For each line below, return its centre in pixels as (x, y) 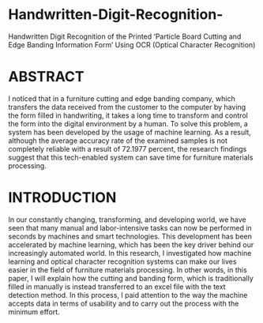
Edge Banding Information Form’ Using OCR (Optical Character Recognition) (132, 44)
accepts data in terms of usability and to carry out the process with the (124, 303)
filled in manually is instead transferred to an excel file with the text (117, 287)
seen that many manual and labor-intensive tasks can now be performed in (130, 227)
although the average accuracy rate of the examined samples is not (118, 141)
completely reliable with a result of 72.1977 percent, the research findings (128, 148)
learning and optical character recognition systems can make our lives (122, 261)
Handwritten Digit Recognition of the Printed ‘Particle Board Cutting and (125, 36)
